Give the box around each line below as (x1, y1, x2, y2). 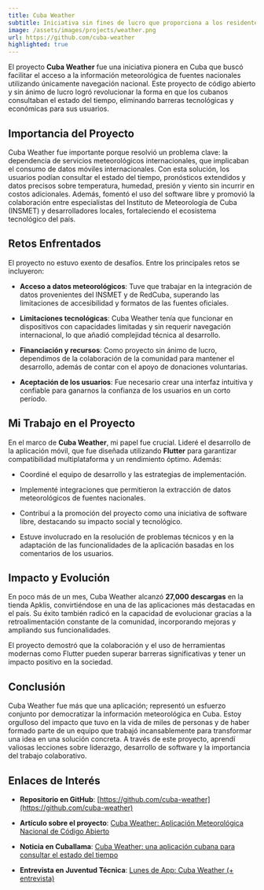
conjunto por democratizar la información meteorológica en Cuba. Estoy (8, 709, 242, 719)
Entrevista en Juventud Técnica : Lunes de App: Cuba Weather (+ (19, 866, 234, 874)
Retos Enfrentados (8, 237, 101, 251)
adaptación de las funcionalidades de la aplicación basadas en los (19, 540, 234, 550)
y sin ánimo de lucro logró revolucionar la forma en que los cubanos (8, 87, 229, 97)
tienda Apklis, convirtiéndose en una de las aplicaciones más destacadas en (8, 600, 255, 610)
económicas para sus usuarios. (8, 104, 110, 114)
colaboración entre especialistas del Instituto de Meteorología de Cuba (8, 197, 237, 207)
